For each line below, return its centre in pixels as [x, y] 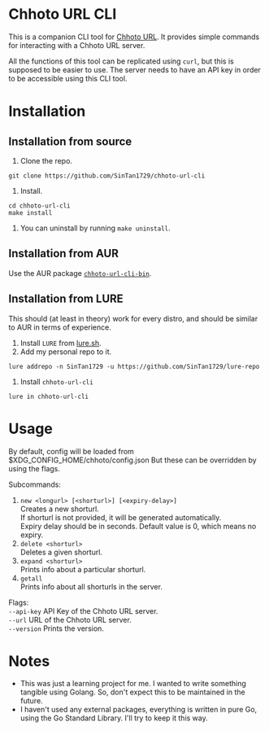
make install [30, 212]
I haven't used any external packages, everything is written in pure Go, [139, 710]
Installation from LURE [66, 299]
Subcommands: [35, 484]
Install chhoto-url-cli [56, 381]
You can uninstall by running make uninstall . [95, 228]
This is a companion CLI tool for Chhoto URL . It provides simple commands [134, 37]
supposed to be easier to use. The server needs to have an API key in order [135, 69]
